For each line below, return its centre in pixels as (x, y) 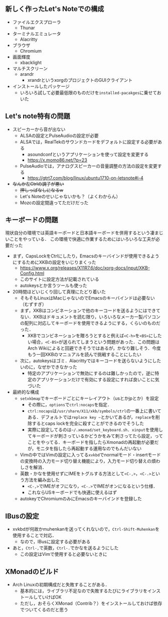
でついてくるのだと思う (44, 610)
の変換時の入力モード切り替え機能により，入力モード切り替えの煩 (88, 461)
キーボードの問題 (32, 220)
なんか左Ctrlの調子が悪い (38, 184)
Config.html (32, 273)
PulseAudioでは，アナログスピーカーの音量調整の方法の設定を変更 (89, 166)
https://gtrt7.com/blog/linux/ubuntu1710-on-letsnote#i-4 (86, 178)
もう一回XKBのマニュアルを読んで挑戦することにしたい (84, 355)
